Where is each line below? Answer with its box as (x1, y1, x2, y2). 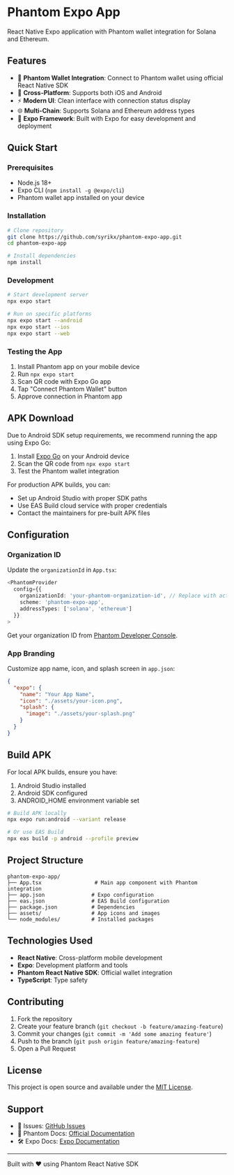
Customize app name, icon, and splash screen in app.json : (7, 664, 175, 672)
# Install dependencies (7, 252, 77, 259)
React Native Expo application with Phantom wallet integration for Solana (7, 27, 217, 36)
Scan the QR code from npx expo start (17, 459, 130, 468)
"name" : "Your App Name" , (19, 691, 95, 698)
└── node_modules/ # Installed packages (7, 916, 155, 923)
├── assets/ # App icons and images (7, 909, 160, 916)
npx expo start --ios (7, 323, 70, 331)
